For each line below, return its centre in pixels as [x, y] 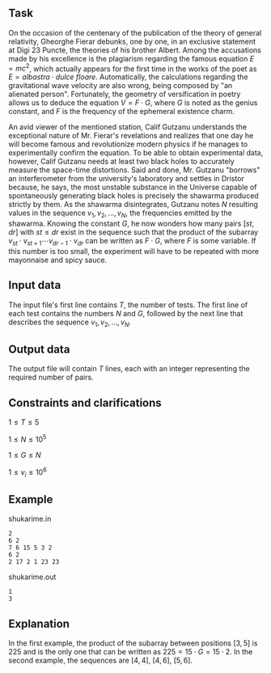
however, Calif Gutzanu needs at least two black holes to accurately [121, 162]
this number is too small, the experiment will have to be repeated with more [133, 252]
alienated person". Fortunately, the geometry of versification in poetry [125, 94]
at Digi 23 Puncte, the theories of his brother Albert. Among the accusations [135, 50]
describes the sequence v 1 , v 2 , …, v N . [70, 323]
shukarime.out [32, 577]
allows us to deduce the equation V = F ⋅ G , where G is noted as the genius [133, 103]
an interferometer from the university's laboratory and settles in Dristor [126, 179]
